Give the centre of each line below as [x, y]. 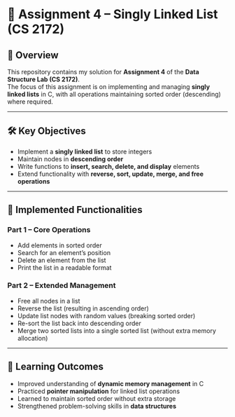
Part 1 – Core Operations [49, 230]
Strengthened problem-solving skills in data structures [97, 406]
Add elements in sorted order [60, 245]
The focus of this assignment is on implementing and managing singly [109, 87]
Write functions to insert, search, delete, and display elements [108, 166]
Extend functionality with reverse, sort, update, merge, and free [111, 174]
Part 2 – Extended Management [62, 285]
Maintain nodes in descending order [70, 159]
